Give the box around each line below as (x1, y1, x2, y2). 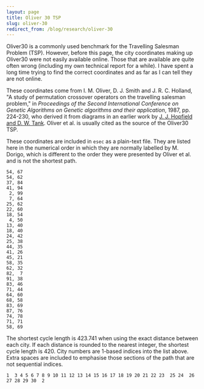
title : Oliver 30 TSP (6, 15, 62, 21)
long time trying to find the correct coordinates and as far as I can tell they (6, 68, 193, 76)
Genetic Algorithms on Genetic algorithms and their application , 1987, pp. (6, 106, 191, 114)
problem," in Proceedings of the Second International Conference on (6, 100, 179, 107)
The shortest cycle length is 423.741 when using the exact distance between (6, 335, 199, 342)
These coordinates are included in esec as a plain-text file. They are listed (6, 138, 191, 145)
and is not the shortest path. (6, 157, 77, 165)
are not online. (6, 75, 43, 82)
